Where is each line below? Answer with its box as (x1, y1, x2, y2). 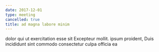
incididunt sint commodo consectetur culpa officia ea (5, 41, 118, 47)
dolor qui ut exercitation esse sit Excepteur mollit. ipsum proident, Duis (5, 36, 154, 42)
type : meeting (5, 12, 36, 17)
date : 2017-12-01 (5, 7, 42, 13)
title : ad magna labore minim (5, 21, 70, 27)
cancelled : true (5, 17, 40, 22)
